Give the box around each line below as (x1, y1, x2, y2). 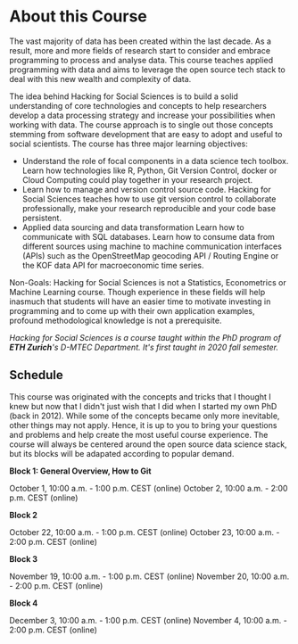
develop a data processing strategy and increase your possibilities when (9, 110, 276, 120)
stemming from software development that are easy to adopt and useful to (9, 128, 283, 139)
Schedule (9, 367, 64, 383)
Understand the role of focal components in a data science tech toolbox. (21, 155, 289, 166)
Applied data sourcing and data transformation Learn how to (21, 221, 244, 233)
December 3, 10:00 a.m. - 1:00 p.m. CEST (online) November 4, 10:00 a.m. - (9, 615, 287, 625)
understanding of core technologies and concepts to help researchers (9, 100, 268, 111)
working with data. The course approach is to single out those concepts (9, 119, 274, 130)
